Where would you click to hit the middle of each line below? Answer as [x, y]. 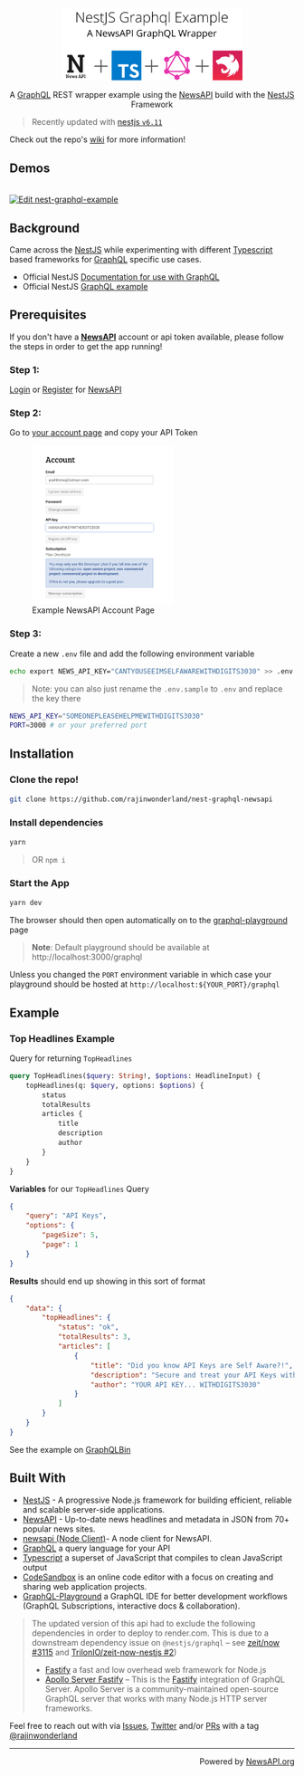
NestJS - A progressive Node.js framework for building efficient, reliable [157, 1500]
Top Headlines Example [62, 1038]
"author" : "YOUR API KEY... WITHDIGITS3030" [175, 1385]
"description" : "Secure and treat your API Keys [184, 1375]
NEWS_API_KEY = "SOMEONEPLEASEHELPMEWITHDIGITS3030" [107, 716]
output [35, 1567]
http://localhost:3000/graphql [87, 957]
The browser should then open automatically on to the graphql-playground [148, 921]
